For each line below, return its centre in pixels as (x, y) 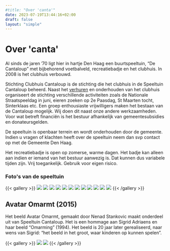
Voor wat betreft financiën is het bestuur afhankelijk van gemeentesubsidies (85, 117)
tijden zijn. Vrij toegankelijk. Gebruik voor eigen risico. (61, 163)
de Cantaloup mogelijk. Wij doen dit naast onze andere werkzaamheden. (81, 111)
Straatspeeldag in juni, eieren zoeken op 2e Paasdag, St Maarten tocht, (79, 100)
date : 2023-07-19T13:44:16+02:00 (41, 15)
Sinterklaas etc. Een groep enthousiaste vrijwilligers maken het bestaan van (84, 106)
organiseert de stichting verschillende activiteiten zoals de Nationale (77, 95)
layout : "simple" (24, 24)
